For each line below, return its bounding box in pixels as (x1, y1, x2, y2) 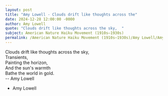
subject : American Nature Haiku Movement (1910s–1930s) (5, 30, 124, 35)
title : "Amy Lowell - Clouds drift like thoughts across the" (5, 12, 137, 17)
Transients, (5, 54, 28, 60)
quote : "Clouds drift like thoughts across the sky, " (5, 26, 124, 31)
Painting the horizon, (5, 59, 48, 65)
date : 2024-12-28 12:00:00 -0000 (5, 16, 75, 21)
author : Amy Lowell (5, 21, 46, 26)
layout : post (5, 7, 32, 12)
